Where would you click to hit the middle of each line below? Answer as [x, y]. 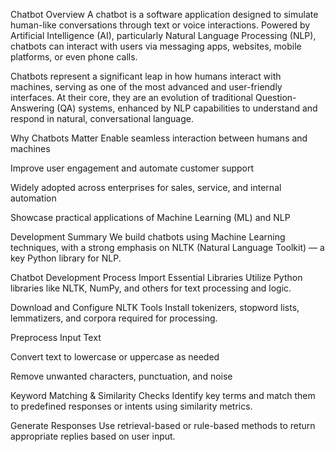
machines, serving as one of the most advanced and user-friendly [146, 87]
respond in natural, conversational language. [102, 118]
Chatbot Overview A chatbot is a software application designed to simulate [164, 14]
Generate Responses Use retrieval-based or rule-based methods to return [163, 425]
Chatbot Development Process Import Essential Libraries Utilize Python [156, 277]
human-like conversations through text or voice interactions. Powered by [160, 25]
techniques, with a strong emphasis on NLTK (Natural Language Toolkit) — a [167, 247]
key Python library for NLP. [66, 258]
